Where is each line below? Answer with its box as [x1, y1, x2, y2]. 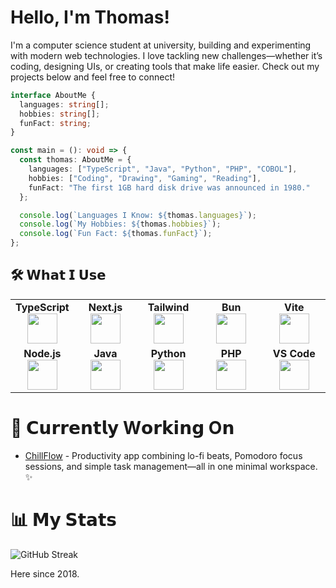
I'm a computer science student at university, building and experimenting [10, 39, 312, 51]
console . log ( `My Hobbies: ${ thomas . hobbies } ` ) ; [19, 219, 222, 230]
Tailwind [147, 300, 190, 314]
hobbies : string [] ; [19, 109, 101, 119]
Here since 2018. [10, 567, 80, 580]
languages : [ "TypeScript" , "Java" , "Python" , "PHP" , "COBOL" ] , [28, 164, 298, 175]
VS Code [272, 346, 316, 360]
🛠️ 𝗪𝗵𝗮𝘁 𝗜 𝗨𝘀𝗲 [10, 267, 107, 284]
